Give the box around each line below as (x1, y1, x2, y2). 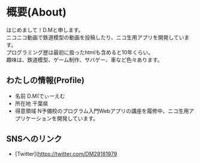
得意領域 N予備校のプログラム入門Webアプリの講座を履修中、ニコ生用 (14, 107, 189, 114)
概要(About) (6, 5, 67, 19)
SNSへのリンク (6, 134, 62, 144)
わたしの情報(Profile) (6, 75, 85, 85)
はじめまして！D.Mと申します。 (6, 26, 84, 33)
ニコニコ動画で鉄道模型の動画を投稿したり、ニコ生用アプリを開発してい (6, 33, 184, 41)
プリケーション (14, 115, 52, 122)
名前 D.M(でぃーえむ (14, 92, 66, 99)
